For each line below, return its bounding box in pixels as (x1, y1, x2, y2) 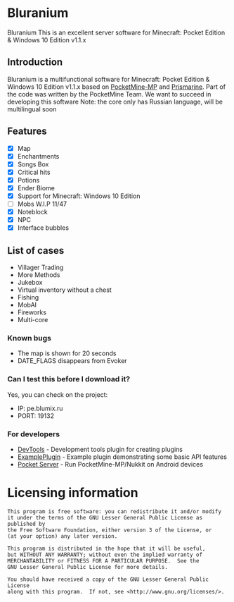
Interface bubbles (17, 223, 69, 232)
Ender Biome (17, 183, 55, 192)
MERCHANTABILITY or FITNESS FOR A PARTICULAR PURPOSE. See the (7, 557, 200, 565)
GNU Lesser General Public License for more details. (7, 563, 169, 570)
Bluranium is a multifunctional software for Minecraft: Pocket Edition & (7, 75, 210, 83)
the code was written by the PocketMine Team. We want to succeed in (7, 90, 212, 98)
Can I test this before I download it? (7, 374, 131, 384)
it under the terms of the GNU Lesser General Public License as (7, 514, 202, 521)
